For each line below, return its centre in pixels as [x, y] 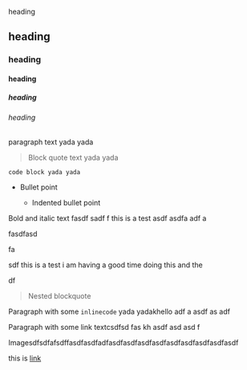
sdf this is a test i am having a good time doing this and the [105, 265]
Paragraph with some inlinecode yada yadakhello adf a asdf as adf [119, 311]
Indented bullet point [66, 203]
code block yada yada [45, 173]
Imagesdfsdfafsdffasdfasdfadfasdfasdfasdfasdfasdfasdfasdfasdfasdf [123, 343]
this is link [25, 358]
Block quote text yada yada [73, 158]
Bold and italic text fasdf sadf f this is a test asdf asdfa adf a [107, 218]
